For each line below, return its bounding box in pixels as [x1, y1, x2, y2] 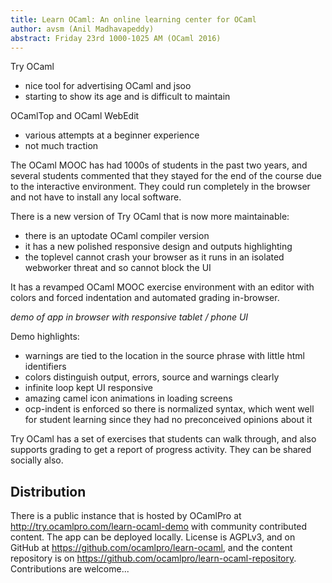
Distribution [10, 483, 87, 500]
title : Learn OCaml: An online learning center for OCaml [10, 14, 257, 25]
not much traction [24, 140, 99, 152]
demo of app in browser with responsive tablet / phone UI [10, 311, 249, 323]
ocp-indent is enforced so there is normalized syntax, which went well [24, 403, 315, 415]
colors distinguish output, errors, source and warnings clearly [24, 371, 280, 383]
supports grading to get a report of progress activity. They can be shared [10, 444, 312, 456]
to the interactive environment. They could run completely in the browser [10, 181, 311, 193]
